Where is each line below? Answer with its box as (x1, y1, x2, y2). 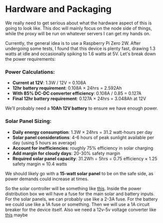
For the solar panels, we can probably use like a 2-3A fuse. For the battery (5, 196, 158, 202)
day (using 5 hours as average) (12, 139, 77, 145)
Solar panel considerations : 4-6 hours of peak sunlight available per (12, 134, 155, 140)
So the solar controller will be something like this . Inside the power (5, 185, 142, 191)
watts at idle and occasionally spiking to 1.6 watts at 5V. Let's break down (5, 51, 156, 57)
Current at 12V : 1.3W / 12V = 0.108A (12, 80, 86, 86)
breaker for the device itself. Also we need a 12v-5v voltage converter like (5, 207, 157, 213)
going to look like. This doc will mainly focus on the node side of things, (5, 25, 152, 31)
